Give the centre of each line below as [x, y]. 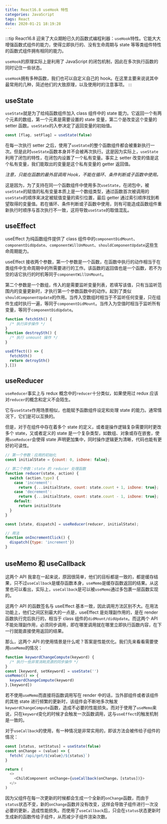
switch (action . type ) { [34, 478]
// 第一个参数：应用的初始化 [31, 455]
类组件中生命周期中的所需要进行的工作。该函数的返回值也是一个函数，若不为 [83, 268]
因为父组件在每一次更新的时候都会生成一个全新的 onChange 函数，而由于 [77, 798]
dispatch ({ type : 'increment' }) [42, 542]
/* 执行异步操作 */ [28, 324]
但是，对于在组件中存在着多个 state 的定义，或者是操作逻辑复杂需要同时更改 [83, 427]
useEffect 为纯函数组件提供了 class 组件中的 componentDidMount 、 [71, 239]
